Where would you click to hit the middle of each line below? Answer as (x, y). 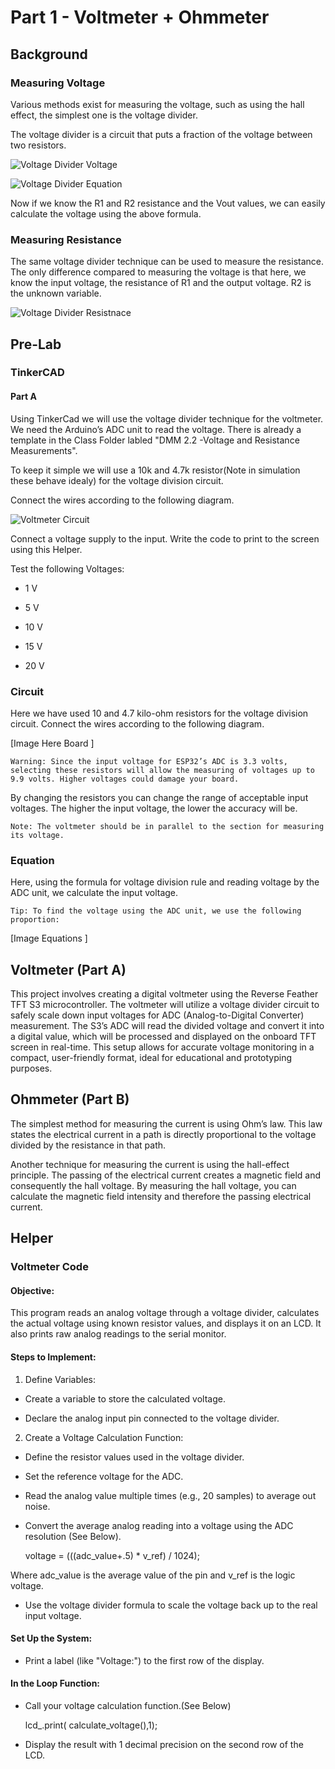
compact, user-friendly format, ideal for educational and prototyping (151, 1058)
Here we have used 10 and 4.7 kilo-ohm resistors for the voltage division (159, 713)
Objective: (32, 1290)
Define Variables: (60, 1379)
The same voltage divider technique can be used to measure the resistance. (167, 262)
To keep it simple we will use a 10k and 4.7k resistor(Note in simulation (155, 470)
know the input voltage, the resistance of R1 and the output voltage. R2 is (161, 283)
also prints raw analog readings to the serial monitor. (118, 1334)
